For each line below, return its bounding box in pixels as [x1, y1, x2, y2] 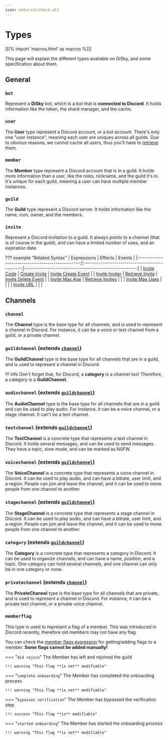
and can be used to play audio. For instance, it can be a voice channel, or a [5, 406, 160, 412]
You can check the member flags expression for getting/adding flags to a [5, 639, 156, 645]
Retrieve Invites [85, 276, 117, 282]
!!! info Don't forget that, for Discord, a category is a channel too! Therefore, [5, 371, 162, 378]
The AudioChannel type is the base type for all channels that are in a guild [5, 401, 159, 407]
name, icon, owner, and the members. [5, 212, 84, 218]
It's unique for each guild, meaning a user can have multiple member [5, 178, 147, 184]
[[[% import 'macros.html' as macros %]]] [5, 46, 92, 52]
